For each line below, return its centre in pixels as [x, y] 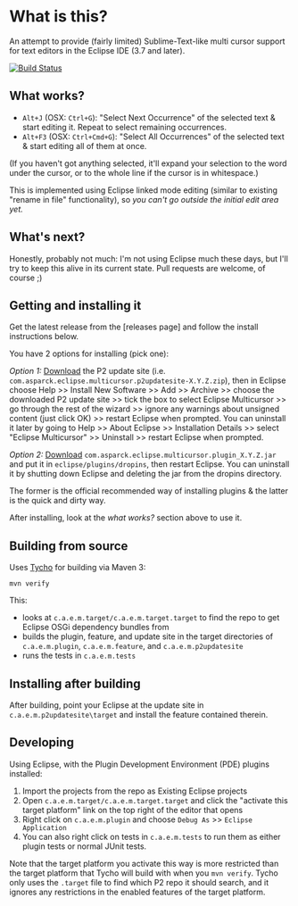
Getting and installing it [75, 305]
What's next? [47, 237]
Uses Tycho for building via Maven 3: [78, 568]
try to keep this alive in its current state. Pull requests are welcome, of [137, 268]
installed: [26, 773]
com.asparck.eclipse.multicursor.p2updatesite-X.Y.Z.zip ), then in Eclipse [148, 380]
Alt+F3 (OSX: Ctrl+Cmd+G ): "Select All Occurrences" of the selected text [153, 137]
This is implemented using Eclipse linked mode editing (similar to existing [144, 190]
